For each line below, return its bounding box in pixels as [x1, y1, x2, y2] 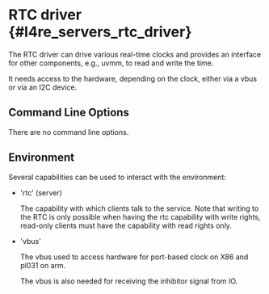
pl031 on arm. [19, 260, 66, 270]
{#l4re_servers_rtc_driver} [8, 23, 192, 41]
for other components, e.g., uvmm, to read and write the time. [8, 58, 214, 68]
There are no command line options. [8, 127, 129, 136]
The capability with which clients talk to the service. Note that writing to [19, 204, 259, 213]
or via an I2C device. [8, 82, 78, 92]
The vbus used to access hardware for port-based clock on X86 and [19, 252, 249, 262]
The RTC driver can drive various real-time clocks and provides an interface [8, 49, 261, 59]
